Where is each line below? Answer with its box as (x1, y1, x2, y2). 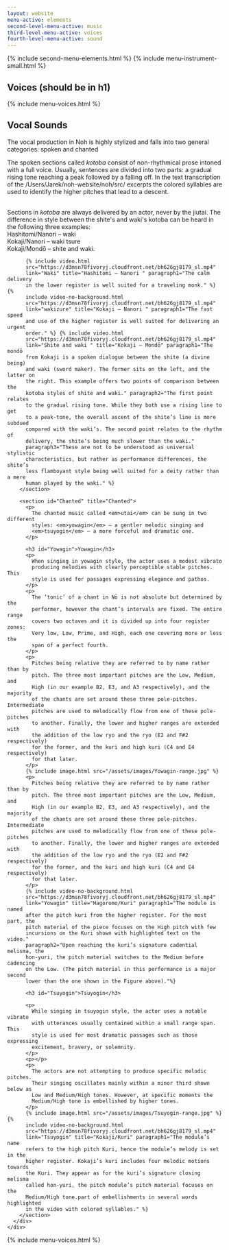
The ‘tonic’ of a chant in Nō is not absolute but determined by (32, 594, 223, 601)
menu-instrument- (165, 54, 217, 62)
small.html (7, 62, 36, 70)
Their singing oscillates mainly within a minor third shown (32, 1079, 210, 1087)
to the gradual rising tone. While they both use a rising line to (25, 402, 223, 409)
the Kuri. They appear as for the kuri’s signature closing (25, 1170, 201, 1177)
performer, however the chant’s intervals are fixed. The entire (32, 605, 223, 612)
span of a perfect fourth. (32, 642, 109, 649)
